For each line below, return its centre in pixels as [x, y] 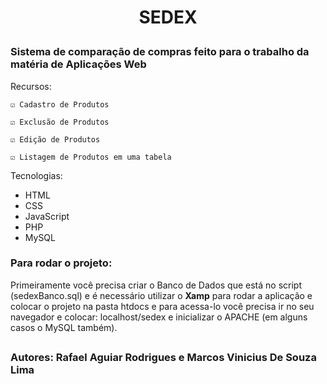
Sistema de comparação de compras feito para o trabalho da [160, 52]
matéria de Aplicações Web [78, 64]
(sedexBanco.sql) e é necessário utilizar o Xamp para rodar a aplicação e [161, 295]
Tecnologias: [36, 175]
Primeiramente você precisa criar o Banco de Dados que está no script [156, 285]
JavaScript [47, 216]
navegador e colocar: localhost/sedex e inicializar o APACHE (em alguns [159, 317]
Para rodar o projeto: [61, 263]
